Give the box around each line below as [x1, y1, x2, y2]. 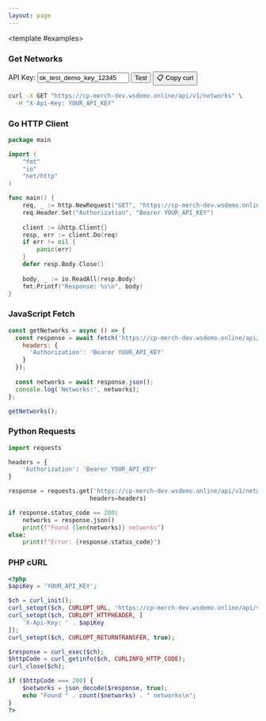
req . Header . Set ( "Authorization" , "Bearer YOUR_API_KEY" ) [22, 208, 215, 216]
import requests [8, 444, 62, 452]
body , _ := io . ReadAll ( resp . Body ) [22, 275, 136, 283]
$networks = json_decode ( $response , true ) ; [22, 685, 169, 692]
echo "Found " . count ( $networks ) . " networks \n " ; [22, 691, 196, 700]
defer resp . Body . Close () [22, 261, 104, 269]
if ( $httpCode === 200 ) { [8, 677, 93, 685]
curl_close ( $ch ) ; [8, 662, 66, 670]
